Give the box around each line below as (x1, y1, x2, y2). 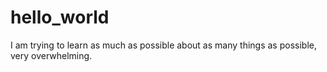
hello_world (10, 6, 110, 29)
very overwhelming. (10, 49, 93, 61)
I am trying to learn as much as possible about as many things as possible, (10, 39, 317, 51)
